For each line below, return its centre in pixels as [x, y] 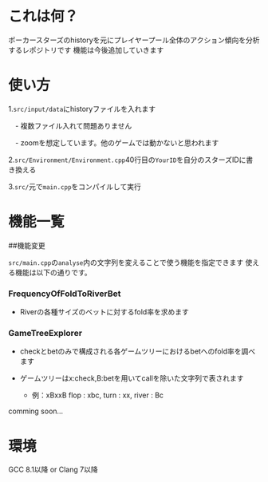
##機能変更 [27, 245]
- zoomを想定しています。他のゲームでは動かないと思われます [117, 142]
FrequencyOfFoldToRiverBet [65, 294]
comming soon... [36, 411]
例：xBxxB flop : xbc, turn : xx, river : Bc [98, 395]
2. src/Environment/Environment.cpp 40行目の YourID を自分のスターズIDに [127, 160]
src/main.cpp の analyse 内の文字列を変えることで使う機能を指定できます [126, 262]
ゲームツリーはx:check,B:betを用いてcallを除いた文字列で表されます [132, 378]
